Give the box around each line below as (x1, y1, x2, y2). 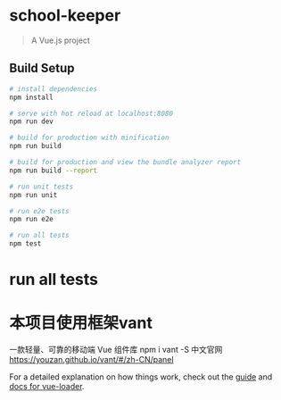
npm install (9, 93, 54, 102)
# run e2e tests (9, 206, 70, 215)
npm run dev (9, 117, 54, 126)
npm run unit (9, 190, 58, 199)
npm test (9, 239, 42, 248)
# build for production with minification (9, 133, 169, 143)
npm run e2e (9, 215, 54, 224)
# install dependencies (9, 84, 98, 94)
